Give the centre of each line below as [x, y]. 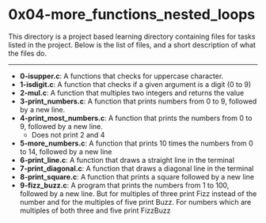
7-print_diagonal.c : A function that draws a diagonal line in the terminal [137, 168]
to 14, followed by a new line [66, 151]
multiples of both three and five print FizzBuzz [95, 210]
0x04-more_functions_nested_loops [132, 15]
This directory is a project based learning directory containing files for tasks [132, 36]
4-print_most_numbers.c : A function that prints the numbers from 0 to [136, 118]
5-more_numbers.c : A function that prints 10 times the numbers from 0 [136, 143]
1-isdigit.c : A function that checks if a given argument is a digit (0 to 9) [135, 84]
